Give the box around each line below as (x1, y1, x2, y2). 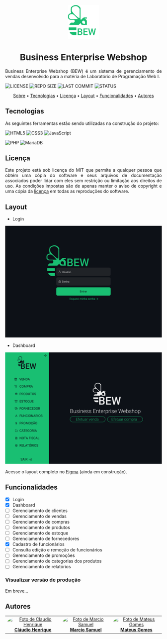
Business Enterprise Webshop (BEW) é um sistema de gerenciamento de (5, 68, 162, 74)
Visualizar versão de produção (5, 576, 81, 583)
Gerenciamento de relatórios (12, 564, 71, 570)
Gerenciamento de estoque (12, 530, 69, 536)
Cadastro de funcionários (12, 541, 65, 547)
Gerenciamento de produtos (12, 524, 71, 530)
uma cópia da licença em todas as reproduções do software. (5, 188, 129, 194)
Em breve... (5, 588, 28, 594)
